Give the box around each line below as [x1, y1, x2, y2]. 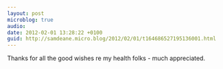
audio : [7, 23, 26, 29]
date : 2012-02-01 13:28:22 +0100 [7, 29, 103, 36]
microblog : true [7, 16, 54, 23]
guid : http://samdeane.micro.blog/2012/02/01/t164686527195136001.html [7, 36, 216, 42]
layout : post [7, 10, 45, 17]
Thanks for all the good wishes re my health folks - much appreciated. [7, 54, 206, 62]
